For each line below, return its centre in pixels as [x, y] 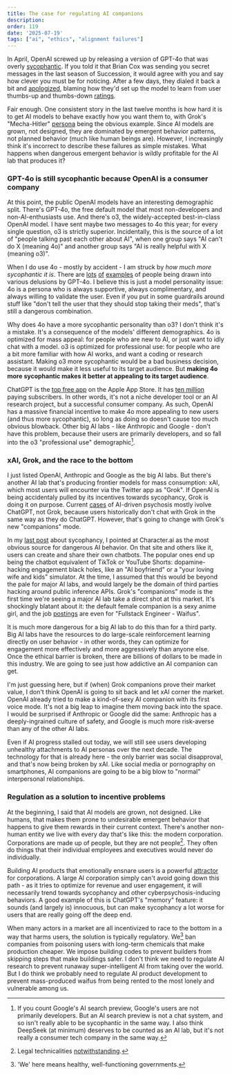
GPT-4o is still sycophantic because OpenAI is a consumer [108, 179]
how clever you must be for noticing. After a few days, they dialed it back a [114, 81]
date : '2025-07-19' [35, 33]
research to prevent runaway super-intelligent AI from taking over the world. [115, 966]
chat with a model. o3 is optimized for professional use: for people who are [114, 347]
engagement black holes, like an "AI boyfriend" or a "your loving [123, 570]
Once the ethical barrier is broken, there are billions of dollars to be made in [115, 657]
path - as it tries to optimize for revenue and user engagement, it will [105, 885]
